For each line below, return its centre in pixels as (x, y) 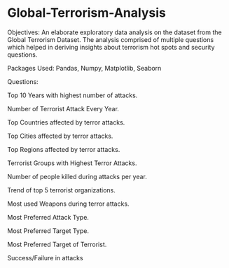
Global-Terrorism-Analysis (86, 13)
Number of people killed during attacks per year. (77, 176)
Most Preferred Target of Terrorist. (57, 244)
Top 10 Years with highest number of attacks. (72, 95)
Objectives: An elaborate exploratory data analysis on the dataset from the (114, 32)
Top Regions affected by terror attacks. (64, 149)
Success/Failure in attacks (45, 258)
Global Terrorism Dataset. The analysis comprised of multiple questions (111, 39)
